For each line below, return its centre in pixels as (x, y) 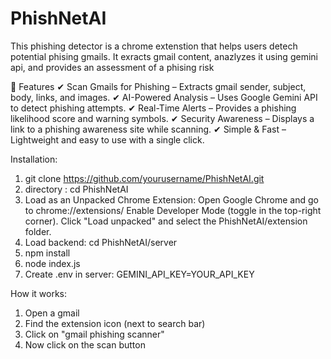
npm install (47, 253)
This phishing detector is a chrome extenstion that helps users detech (154, 46)
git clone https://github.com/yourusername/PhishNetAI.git (144, 178)
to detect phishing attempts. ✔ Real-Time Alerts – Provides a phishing (153, 108)
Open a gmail (52, 313)
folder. (38, 231)
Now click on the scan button (85, 344)
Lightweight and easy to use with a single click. (107, 139)
